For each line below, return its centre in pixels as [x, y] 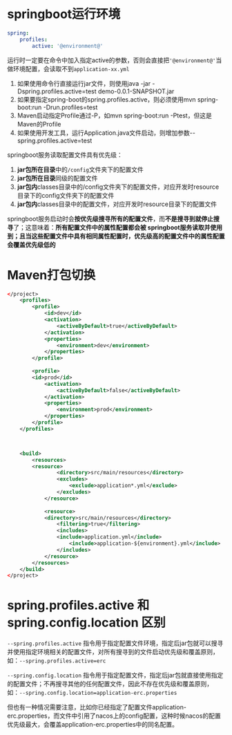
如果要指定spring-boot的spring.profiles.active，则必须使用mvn [106, 99]
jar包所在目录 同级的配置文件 [57, 178]
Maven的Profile [39, 124]
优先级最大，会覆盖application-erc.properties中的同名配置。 [93, 725]
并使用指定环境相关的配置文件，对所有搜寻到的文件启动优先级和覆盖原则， [113, 652]
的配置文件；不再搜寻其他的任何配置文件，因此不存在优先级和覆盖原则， [110, 684]
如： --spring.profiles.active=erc [57, 660]
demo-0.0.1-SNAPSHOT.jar [136, 91]
